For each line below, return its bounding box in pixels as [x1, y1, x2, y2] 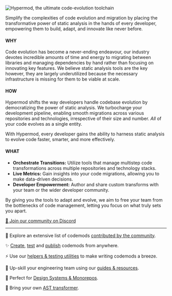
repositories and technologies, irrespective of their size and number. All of [5, 115, 162, 122]
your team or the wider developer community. [12, 187, 110, 193]
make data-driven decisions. [12, 176, 73, 182]
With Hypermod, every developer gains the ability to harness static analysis [5, 131, 165, 137]
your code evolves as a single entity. [5, 121, 82, 127]
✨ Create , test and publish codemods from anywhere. [5, 242, 119, 248]
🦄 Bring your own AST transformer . [5, 285, 79, 291]
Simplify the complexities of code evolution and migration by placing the [5, 15, 158, 21]
